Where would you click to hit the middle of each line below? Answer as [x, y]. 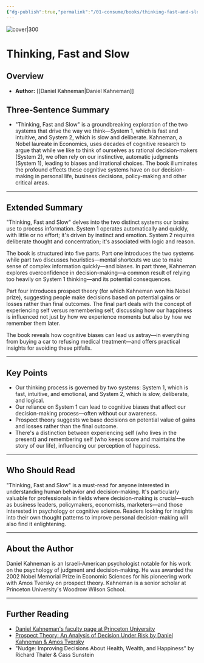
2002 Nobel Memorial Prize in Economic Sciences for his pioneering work [99, 576]
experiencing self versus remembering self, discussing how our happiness [99, 310]
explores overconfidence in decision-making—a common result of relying [98, 273]
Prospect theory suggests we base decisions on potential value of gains [105, 420]
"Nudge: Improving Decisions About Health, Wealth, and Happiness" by [104, 648]
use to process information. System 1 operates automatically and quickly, [98, 229]
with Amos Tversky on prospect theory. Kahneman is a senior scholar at [96, 583]
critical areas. [32, 182]
